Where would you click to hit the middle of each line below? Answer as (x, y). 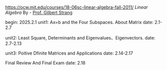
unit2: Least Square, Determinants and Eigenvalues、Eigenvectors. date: (80, 38)
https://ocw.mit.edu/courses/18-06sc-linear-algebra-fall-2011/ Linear (77, 7)
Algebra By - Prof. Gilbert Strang (39, 12)
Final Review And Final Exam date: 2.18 (45, 63)
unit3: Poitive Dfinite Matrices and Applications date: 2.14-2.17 (69, 53)
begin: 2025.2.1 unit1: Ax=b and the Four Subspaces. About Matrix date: (79, 22)
